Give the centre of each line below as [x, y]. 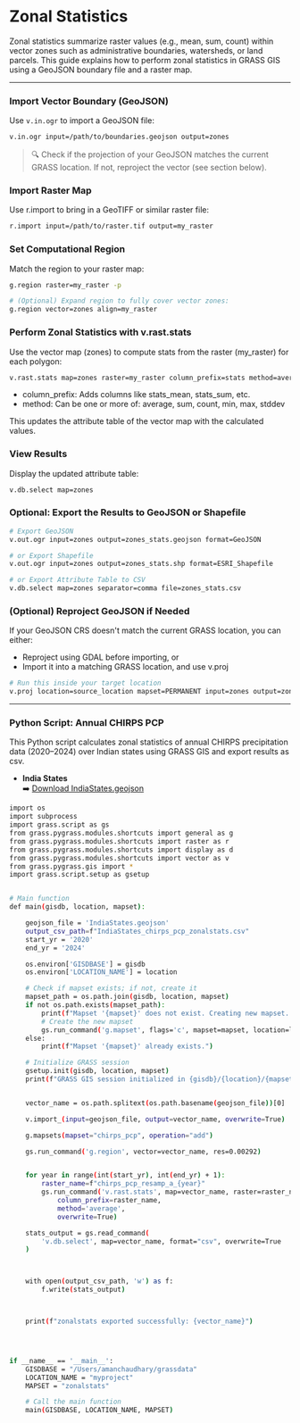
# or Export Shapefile [51, 555]
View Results [38, 454]
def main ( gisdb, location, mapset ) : [77, 907]
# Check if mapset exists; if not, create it [112, 988]
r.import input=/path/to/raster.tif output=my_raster [112, 226]
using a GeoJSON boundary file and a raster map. [101, 70]
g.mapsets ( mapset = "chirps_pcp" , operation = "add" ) [120, 1136]
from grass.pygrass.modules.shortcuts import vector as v [119, 858]
